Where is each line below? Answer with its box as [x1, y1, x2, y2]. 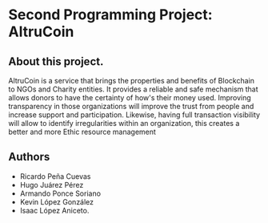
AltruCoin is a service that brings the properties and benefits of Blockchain [8, 76, 254, 85]
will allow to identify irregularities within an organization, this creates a [8, 119, 240, 128]
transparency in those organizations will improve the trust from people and [8, 102, 254, 111]
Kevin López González [19, 197, 94, 206]
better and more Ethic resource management [8, 127, 156, 136]
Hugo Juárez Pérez [19, 180, 84, 189]
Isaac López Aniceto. [19, 205, 90, 215]
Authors [8, 150, 50, 164]
